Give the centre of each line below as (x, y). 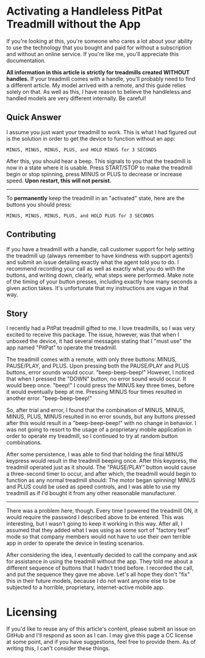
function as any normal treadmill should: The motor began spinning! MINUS (101, 481)
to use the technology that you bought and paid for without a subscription (99, 48)
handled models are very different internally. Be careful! (76, 98)
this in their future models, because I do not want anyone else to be (91, 581)
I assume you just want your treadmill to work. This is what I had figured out (102, 132)
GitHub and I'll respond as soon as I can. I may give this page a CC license (100, 635)
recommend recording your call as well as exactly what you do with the (96, 268)
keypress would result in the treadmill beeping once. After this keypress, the (102, 461)
